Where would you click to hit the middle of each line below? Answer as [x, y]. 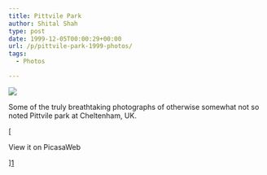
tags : [18, 54]
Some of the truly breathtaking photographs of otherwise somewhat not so [134, 107]
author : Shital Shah [44, 24]
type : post [27, 31]
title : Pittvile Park [45, 16]
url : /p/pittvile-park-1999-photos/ [70, 46]
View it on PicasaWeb [45, 147]
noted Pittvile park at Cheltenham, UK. [72, 116]
